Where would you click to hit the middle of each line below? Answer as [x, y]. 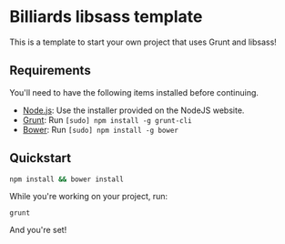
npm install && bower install [67, 179]
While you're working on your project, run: [89, 197]
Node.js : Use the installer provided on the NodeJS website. [133, 110]
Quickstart [41, 158]
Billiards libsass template [106, 17]
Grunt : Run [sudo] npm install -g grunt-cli [107, 119]
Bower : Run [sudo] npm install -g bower [101, 129]
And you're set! [38, 230]
